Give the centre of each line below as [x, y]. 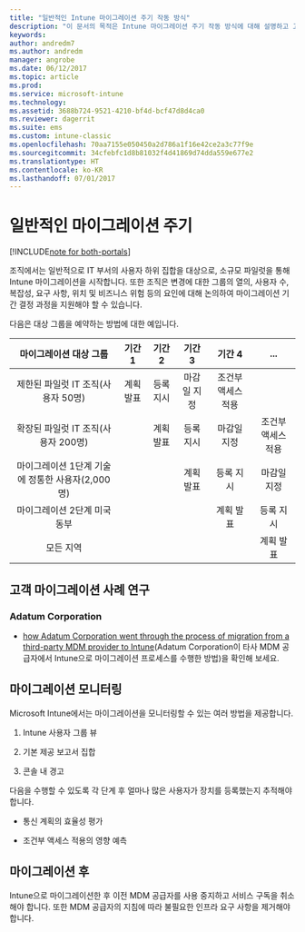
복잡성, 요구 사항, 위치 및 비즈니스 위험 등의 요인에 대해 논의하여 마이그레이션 [145, 293]
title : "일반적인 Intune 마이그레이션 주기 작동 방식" [100, 18]
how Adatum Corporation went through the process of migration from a [156, 636]
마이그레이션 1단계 [54, 466]
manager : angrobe [42, 60]
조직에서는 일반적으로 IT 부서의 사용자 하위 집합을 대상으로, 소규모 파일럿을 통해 [150, 271]
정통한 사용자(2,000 [69, 480]
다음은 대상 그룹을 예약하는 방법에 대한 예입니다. [94, 324]
